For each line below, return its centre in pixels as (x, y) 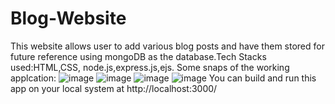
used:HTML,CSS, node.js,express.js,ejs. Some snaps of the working (150, 67)
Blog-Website (68, 18)
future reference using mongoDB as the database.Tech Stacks (138, 56)
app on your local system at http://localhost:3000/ (114, 88)
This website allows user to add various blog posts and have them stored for (167, 46)
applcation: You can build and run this (163, 78)
